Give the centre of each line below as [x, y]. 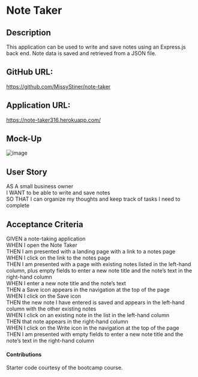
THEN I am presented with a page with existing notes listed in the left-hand [99, 264]
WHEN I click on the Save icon [44, 296]
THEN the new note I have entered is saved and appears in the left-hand [95, 303]
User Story [27, 172]
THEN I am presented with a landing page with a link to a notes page [91, 252]
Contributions [24, 354]
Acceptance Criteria [45, 224]
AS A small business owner [40, 186]
